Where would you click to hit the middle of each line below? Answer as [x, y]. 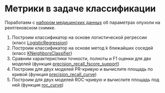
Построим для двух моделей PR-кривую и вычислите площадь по [82, 69]
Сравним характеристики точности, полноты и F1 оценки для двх [82, 58]
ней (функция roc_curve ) [38, 85]
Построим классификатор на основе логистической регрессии [79, 37]
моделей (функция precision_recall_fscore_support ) [66, 64]
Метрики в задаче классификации [80, 9]
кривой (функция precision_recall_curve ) [54, 74]
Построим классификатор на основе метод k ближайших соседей [82, 48]
